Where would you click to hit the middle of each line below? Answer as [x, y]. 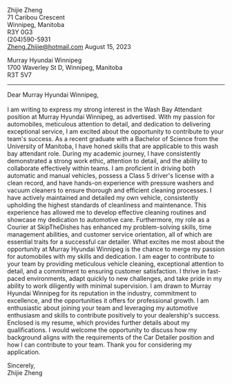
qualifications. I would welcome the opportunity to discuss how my [102, 330]
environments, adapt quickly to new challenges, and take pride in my [124, 278]
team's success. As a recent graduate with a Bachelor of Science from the [113, 139]
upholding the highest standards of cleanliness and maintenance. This [107, 205]
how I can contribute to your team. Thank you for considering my [99, 345]
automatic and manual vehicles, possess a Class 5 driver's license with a [110, 175]
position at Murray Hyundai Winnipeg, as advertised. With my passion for [111, 117]
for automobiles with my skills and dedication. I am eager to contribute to [111, 256]
